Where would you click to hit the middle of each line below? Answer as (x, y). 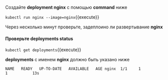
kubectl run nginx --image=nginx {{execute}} (52, 17)
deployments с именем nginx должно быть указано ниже (67, 60)
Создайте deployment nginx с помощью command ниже (66, 7)
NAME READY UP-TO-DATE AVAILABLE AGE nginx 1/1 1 (73, 69)
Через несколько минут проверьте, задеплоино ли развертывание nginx (84, 27)
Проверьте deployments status (39, 38)
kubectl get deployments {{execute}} (43, 50)
